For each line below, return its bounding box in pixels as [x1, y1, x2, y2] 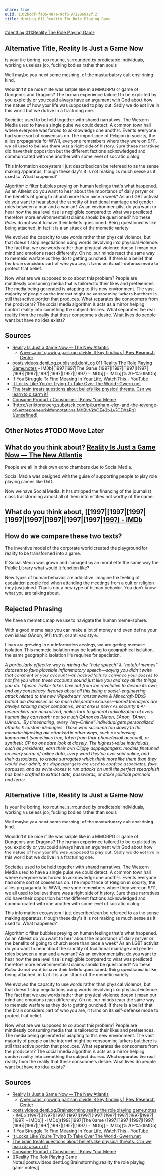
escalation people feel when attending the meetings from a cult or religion [5, 580, 154, 586]
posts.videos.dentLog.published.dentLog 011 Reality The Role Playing [12, 360, 153, 366]
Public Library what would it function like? [5, 565, 90, 571]
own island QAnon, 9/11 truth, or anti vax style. [5, 632, 99, 638]
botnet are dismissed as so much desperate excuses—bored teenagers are [5, 699, 158, 705]
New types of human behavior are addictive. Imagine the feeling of [5, 575, 140, 581]
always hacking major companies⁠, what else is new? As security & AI [5, 704, 145, 709]
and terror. [5, 777, 27, 783]
